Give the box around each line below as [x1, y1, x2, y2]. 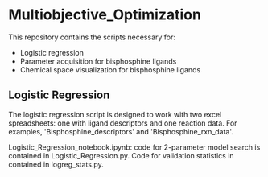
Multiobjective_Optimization [8, 6, 201, 24]
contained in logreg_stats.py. [8, 159, 104, 169]
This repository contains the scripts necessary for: [8, 32, 175, 42]
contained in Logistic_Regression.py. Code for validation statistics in [8, 150, 235, 160]
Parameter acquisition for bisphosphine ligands [19, 56, 177, 66]
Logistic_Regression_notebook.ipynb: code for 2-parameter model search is [8, 142, 261, 152]
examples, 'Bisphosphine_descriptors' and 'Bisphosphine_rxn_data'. [8, 126, 233, 136]
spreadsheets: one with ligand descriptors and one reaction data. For [8, 118, 237, 128]
